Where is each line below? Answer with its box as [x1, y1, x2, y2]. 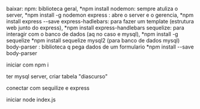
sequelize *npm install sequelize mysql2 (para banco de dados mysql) [6, 37, 180, 44]
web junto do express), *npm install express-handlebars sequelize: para [6, 24, 184, 31]
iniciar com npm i [6, 61, 49, 68]
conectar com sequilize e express [6, 84, 90, 92]
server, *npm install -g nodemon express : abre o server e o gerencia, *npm [6, 11, 194, 19]
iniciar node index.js [6, 96, 56, 103]
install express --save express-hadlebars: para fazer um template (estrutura [6, 18, 194, 25]
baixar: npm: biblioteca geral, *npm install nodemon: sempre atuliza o [6, 5, 178, 12]
